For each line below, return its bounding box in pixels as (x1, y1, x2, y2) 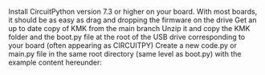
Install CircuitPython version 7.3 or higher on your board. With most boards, (8, 7, 258, 16)
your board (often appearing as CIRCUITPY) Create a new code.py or (8, 41, 237, 50)
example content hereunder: (8, 57, 102, 67)
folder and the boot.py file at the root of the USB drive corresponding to (8, 32, 246, 41)
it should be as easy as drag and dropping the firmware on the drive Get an (8, 15, 257, 25)
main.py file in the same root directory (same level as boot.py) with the (8, 49, 242, 58)
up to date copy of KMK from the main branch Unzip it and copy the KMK (8, 24, 251, 33)
